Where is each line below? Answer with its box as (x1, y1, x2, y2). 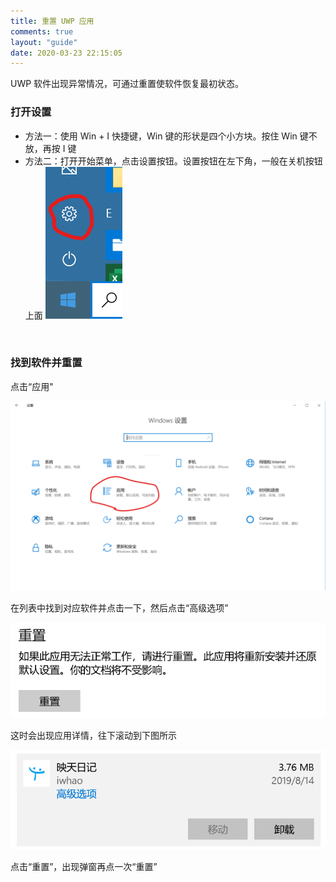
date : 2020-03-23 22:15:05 (10, 48, 123, 58)
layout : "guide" (10, 37, 78, 47)
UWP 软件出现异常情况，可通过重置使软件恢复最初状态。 (10, 78, 245, 90)
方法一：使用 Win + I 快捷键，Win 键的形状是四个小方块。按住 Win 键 (24, 130, 309, 142)
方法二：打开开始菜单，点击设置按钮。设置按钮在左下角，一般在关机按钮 (24, 155, 323, 167)
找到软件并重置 (10, 356, 83, 370)
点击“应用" (10, 380, 54, 392)
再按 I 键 (42, 142, 77, 154)
